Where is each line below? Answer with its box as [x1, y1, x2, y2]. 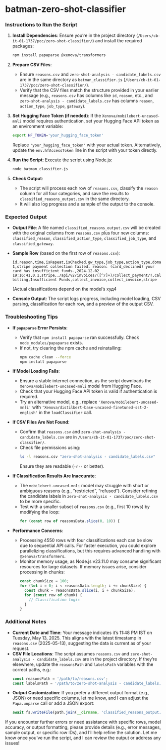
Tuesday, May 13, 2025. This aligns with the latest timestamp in [12, 635, 141, 641]
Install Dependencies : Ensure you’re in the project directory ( [12, 32, 138, 38]
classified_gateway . [12, 240, 54, 247]
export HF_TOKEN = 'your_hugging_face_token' [12, 133, 104, 138]
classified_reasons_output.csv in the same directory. [19, 196, 130, 202]
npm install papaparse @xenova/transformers [12, 53, 106, 58]
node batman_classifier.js [12, 167, 68, 172]
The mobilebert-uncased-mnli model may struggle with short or [19, 483, 149, 489]
